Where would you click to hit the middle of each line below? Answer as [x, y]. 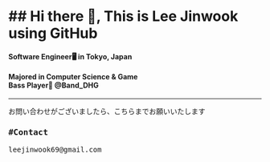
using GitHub [53, 33]
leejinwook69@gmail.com [55, 149]
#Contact [28, 133]
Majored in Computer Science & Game [73, 76]
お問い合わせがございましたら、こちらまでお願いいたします [107, 112]
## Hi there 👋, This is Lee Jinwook [123, 16]
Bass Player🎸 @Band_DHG [53, 85]
